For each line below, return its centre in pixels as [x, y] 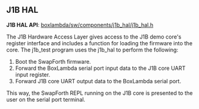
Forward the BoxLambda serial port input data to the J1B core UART [100, 68]
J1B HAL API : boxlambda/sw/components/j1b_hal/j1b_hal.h [80, 24]
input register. [33, 74]
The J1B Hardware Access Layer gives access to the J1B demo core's [94, 37]
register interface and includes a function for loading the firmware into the [99, 43]
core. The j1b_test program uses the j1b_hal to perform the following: [92, 50]
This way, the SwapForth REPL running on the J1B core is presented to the [100, 93]
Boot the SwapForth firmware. [53, 61]
